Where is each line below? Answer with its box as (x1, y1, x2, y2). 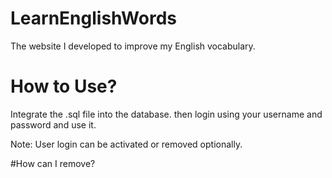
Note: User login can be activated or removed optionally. (10, 138, 243, 150)
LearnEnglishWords (10, 7, 177, 30)
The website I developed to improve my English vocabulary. (10, 40, 256, 52)
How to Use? (10, 75, 118, 98)
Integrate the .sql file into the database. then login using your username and (10, 108, 323, 120)
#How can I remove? (10, 157, 96, 169)
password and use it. (10, 118, 97, 131)
